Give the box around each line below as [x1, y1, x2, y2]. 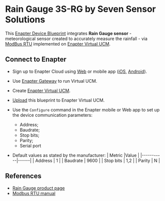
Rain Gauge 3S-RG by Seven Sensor [5, 3, 156, 15]
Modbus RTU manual [12, 190, 55, 196]
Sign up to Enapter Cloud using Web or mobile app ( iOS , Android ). [12, 68, 147, 74]
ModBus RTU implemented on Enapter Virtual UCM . [5, 41, 110, 47]
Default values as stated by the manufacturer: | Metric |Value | [12, 152, 140, 158]
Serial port [19, 143, 41, 149]
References [5, 172, 42, 180]
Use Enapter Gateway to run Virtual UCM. [12, 78, 98, 84]
